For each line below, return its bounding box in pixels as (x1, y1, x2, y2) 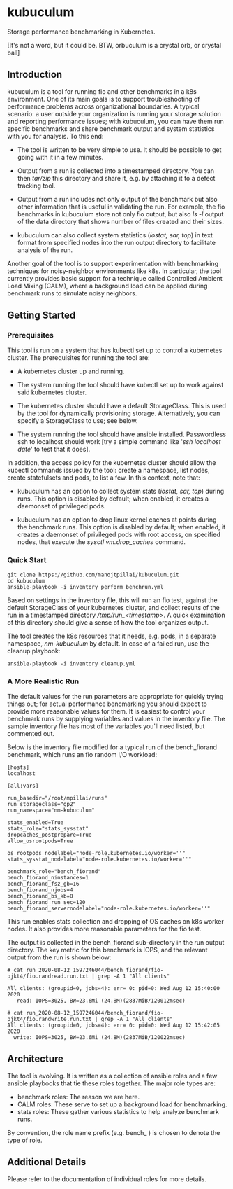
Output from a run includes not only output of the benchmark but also (17, 195, 218, 203)
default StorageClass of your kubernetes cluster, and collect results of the (7, 603, 220, 611)
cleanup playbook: (7, 646, 61, 655)
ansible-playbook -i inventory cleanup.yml (7, 660, 136, 667)
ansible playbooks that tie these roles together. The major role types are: (7, 1079, 216, 1087)
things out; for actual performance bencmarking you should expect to (7, 700, 208, 708)
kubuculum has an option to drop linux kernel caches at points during (17, 515, 217, 524)
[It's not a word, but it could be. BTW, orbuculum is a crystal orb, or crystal (7, 41, 222, 49)
